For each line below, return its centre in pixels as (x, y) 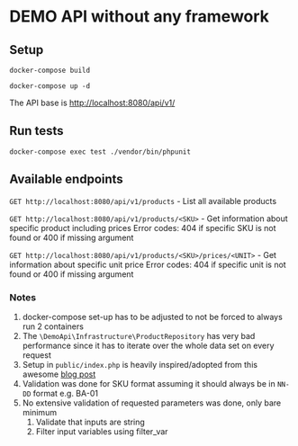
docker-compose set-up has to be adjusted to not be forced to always (153, 317)
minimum (39, 412)
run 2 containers (53, 326)
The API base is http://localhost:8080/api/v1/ (92, 103)
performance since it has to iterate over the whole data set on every (148, 345)
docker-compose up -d (50, 86)
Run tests (36, 131)
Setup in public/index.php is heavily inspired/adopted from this (140, 364)
